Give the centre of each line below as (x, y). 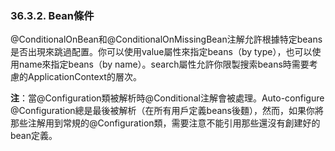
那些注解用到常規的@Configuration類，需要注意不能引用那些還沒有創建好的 (165, 123)
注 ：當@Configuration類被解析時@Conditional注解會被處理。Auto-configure (167, 98)
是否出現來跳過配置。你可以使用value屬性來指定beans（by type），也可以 (161, 52)
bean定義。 (34, 136)
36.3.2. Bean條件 (52, 15)
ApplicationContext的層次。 (84, 77)
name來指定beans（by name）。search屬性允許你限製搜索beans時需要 (164, 64)
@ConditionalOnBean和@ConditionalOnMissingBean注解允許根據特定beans (166, 39)
